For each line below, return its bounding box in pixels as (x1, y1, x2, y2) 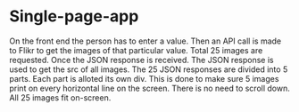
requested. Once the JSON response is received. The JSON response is (9, 54, 274, 65)
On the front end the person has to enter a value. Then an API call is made (9, 36, 282, 46)
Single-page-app (9, 6, 139, 27)
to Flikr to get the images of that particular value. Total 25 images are (9, 44, 263, 55)
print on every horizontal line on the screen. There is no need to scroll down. (9, 83, 290, 93)
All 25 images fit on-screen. (9, 92, 112, 103)
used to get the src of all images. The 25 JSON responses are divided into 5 (9, 64, 288, 75)
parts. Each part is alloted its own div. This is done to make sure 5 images (9, 73, 279, 84)
